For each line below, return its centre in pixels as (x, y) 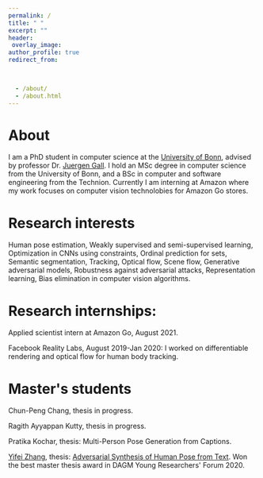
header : (21, 38)
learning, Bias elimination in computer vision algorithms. (99, 279)
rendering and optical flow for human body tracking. (93, 357)
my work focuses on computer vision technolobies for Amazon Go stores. (128, 191)
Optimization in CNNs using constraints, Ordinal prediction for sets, (118, 253)
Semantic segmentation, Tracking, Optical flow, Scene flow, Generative (124, 262)
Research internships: (82, 311)
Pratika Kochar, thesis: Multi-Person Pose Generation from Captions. (120, 441)
